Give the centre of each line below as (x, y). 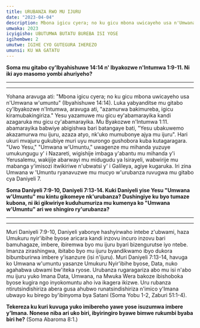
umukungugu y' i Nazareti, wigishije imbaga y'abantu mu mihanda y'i (91, 153)
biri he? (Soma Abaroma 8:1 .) (42, 319)
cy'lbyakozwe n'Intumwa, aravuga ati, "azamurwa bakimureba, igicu (90, 109)
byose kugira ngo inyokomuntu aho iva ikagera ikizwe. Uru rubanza (89, 282)
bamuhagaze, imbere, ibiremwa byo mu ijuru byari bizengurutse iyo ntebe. (97, 244)
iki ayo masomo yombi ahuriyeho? (49, 74)
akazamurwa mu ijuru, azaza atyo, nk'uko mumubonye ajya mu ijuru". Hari (97, 134)
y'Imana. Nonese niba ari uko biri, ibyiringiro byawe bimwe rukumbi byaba (100, 313)
